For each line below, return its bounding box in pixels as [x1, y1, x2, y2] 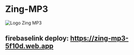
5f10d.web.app [5, 42, 53, 51]
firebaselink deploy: [5, 34, 69, 43]
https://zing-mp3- [70, 34, 129, 43]
